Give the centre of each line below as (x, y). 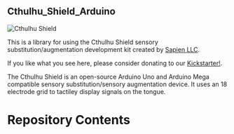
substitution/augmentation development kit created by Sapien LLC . (104, 49)
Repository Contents (69, 120)
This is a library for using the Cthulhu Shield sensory (83, 42)
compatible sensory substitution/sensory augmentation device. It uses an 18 (117, 84)
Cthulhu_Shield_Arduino (61, 12)
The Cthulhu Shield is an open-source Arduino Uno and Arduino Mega (109, 76)
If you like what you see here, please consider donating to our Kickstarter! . (115, 63)
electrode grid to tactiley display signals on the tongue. (87, 91)
